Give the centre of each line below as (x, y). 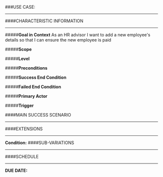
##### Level (17, 59)
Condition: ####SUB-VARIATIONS (40, 143)
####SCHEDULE (22, 156)
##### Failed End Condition (33, 87)
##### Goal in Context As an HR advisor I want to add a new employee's (78, 35)
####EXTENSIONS (24, 129)
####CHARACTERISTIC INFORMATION (44, 21)
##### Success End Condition (36, 77)
